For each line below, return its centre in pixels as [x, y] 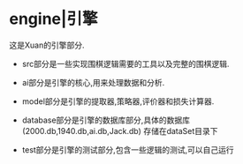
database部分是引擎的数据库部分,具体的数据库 [106, 120]
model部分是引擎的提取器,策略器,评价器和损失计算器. [118, 101]
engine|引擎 [53, 19]
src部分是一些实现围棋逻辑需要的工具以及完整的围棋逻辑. [125, 63]
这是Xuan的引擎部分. [47, 45]
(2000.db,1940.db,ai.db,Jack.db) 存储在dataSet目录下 [120, 130]
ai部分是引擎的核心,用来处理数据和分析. [93, 82]
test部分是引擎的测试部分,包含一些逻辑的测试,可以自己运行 [128, 149]
